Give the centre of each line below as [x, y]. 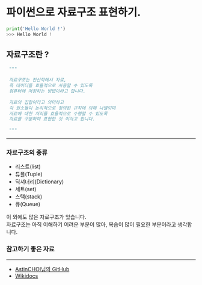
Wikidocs [26, 276]
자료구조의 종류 [27, 152]
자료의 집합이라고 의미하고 [36, 102]
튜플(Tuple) [29, 174]
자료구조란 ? [28, 55]
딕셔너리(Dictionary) [39, 182]
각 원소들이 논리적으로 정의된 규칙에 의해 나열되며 [62, 108]
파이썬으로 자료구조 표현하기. [74, 12]
